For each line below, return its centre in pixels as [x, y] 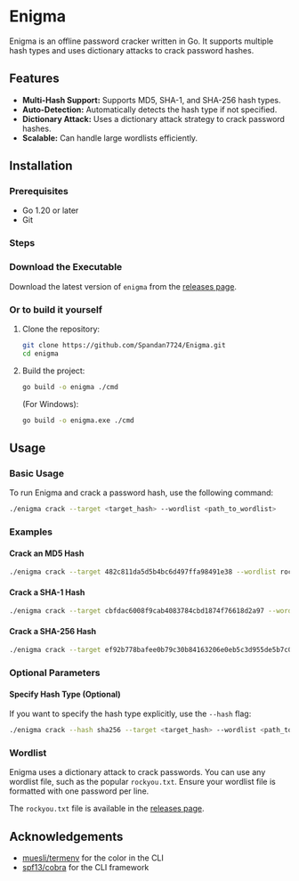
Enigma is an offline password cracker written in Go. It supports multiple [141, 41]
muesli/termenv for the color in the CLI [93, 858]
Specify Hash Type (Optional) [65, 694]
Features [34, 79]
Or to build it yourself [56, 309]
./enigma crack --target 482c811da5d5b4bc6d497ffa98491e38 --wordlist [143, 572]
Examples [31, 532]
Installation [41, 166]
